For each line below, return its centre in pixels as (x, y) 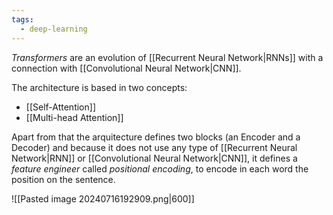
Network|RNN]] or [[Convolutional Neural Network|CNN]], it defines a (154, 158)
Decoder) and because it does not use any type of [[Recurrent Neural (154, 147)
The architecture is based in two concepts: (99, 87)
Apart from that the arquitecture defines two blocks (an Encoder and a (156, 137)
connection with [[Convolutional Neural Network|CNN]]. (126, 68)
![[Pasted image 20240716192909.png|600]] (103, 198)
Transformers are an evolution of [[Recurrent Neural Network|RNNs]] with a (167, 57)
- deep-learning (54, 29)
